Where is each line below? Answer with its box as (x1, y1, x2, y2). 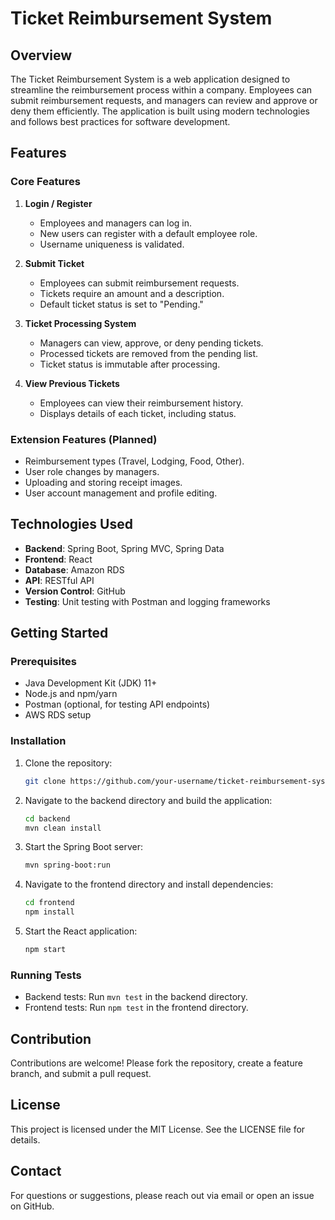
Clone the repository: (24, 757, 113, 769)
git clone (24, 776, 67, 786)
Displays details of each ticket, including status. (39, 407, 237, 419)
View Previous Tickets (24, 377, 120, 389)
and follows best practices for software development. (10, 116, 231, 127)
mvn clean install (24, 823, 102, 833)
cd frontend (24, 898, 75, 908)
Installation (10, 734, 67, 748)
